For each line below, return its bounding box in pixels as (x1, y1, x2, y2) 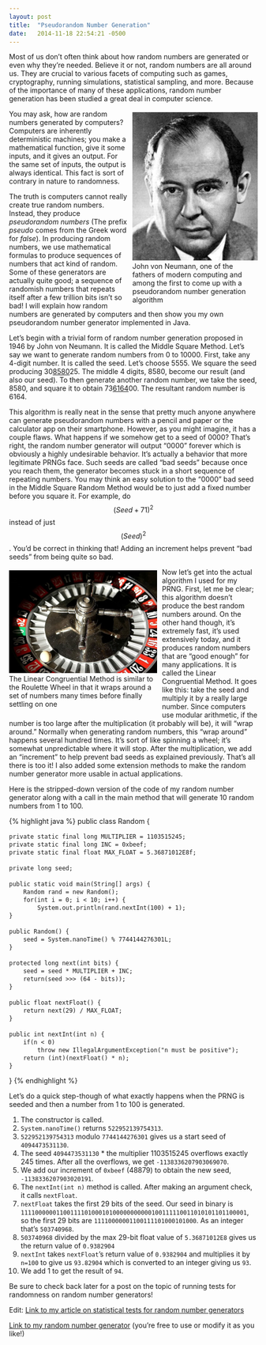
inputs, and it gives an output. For (9, 151, 118, 161)
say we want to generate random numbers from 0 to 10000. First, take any (9, 350, 251, 360)
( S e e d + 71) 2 (113, 504, 154, 515)
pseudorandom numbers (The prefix (9, 217, 127, 227)
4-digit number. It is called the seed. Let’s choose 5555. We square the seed (9, 358, 257, 368)
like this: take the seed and (162, 685, 249, 694)
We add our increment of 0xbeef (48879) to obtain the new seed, (20, 1165, 231, 1174)
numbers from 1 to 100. (9, 801, 84, 810)
